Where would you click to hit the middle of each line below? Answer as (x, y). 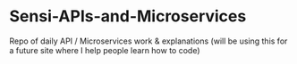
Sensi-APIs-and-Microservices (128, 16)
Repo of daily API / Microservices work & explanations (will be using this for (148, 41)
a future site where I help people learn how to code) (105, 50)
